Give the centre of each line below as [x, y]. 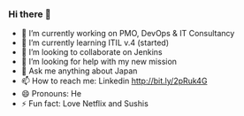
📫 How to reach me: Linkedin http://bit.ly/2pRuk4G [114, 81]
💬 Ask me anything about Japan [79, 71]
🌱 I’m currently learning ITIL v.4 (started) [95, 43]
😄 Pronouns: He [51, 94]
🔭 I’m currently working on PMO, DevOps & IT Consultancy [128, 34]
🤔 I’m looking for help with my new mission [99, 62]
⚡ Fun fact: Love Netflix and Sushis [85, 104]
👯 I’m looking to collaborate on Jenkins [91, 52]
